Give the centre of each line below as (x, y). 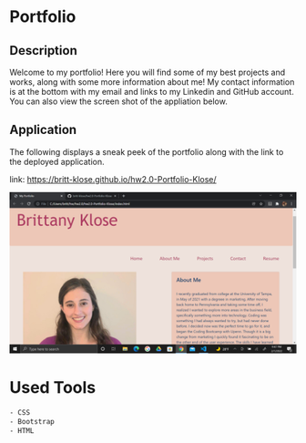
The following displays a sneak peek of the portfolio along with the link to (147, 151)
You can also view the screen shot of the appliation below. (118, 101)
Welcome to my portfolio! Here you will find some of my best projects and (148, 72)
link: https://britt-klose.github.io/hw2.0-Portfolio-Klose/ (113, 179)
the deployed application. (57, 161)
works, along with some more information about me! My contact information (152, 82)
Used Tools (53, 387)
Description (43, 51)
